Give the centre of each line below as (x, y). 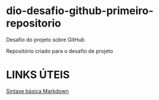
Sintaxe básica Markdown (37, 91)
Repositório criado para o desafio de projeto (60, 51)
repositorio (34, 23)
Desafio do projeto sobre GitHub (45, 39)
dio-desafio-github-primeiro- (80, 11)
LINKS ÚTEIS (38, 75)
